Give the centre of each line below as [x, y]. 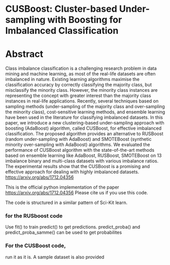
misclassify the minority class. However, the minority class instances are [82, 90]
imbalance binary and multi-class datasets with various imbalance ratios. [82, 161]
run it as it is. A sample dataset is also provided [55, 257]
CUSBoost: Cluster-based [61, 9]
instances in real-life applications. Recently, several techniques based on [82, 101]
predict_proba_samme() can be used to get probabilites [64, 232]
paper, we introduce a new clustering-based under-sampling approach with [85, 123]
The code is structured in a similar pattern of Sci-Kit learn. [66, 202]
